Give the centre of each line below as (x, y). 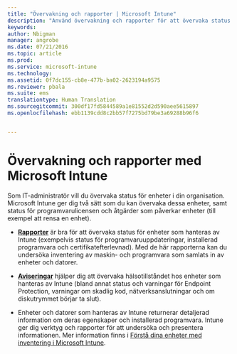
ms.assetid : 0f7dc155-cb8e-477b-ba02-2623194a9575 (84, 80)
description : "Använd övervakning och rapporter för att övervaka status (119, 21)
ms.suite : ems (28, 93)
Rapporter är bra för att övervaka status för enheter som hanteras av (118, 232)
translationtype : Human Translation (62, 100)
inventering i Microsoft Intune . (62, 343)
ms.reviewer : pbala (36, 87)
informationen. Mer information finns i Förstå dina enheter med (110, 335)
